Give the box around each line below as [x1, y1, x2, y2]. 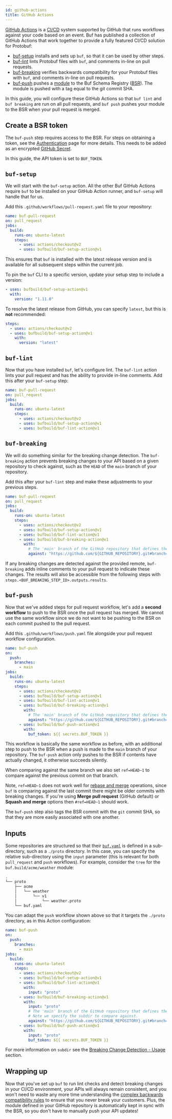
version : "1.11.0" [14, 296, 54, 302]
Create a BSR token [5, 121, 68, 130]
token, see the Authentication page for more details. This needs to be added [5, 140, 166, 146]
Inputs [5, 829, 27, 838]
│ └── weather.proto [14, 898, 81, 904]
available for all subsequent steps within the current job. [5, 262, 124, 268]
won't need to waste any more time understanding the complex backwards [5, 1091, 163, 1098]
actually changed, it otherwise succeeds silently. [5, 757, 108, 763]
